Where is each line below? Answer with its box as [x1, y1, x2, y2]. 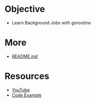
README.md [11, 53, 38, 59]
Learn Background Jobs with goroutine [11, 20, 92, 26]
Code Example [11, 92, 42, 98]
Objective [4, 3, 45, 15]
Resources [4, 70, 50, 82]
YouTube [11, 87, 30, 93]
